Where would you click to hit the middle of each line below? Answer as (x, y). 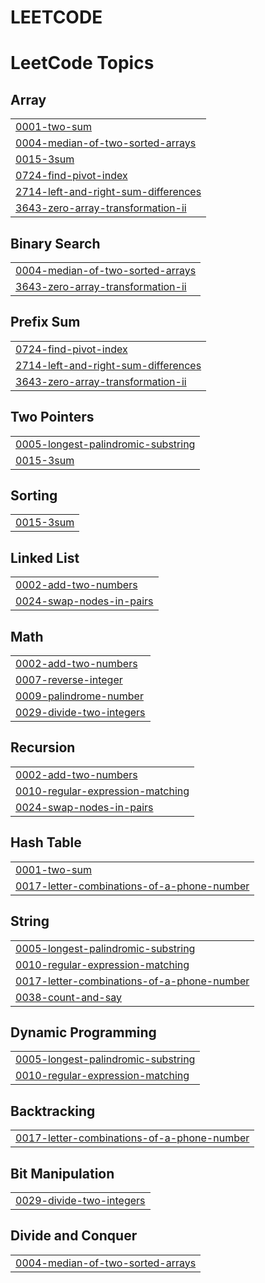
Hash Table (46, 842)
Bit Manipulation (62, 1173)
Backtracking (53, 1111)
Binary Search (55, 243)
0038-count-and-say (68, 997)
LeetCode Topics (82, 63)
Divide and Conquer (74, 1236)
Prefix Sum (45, 322)
